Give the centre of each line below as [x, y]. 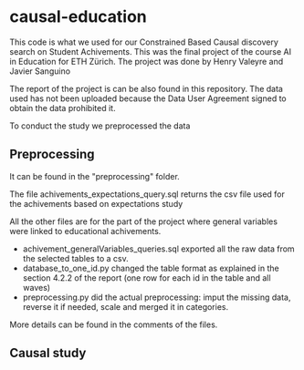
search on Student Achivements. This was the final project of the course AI [151, 51]
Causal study [48, 353]
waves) [37, 287]
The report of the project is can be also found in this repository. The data [146, 88]
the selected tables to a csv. [76, 258]
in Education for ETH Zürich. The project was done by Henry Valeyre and [147, 61]
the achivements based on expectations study [96, 203]
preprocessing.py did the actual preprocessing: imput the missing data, [157, 297]
